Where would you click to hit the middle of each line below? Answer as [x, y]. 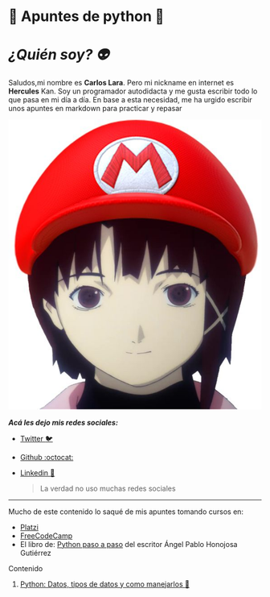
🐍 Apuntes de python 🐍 [86, 17]
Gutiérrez [35, 553]
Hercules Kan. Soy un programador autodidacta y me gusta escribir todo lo [133, 91]
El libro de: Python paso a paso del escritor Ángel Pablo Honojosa [129, 544]
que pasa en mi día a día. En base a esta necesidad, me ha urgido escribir [131, 100]
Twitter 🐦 [37, 438]
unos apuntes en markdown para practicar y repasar [95, 109]
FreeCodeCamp [46, 536]
